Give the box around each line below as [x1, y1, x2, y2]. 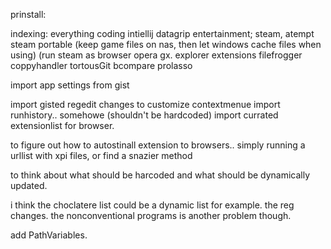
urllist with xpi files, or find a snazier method [10, 150, 193, 161]
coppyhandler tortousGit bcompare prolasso [10, 60, 193, 71]
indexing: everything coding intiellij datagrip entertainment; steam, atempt [10, 28, 315, 39]
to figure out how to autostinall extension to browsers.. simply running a [10, 139, 306, 151]
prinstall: [10, 9, 47, 20]
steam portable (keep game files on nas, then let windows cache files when [10, 39, 322, 50]
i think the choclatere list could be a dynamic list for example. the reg [10, 199, 295, 211]
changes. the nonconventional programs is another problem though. [10, 210, 292, 221]
